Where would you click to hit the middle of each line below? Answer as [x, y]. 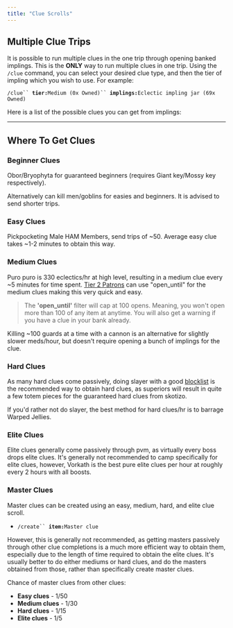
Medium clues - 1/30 [48, 603]
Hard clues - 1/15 [42, 611]
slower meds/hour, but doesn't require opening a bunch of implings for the [114, 341]
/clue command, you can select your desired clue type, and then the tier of [115, 73]
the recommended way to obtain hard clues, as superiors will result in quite [114, 389]
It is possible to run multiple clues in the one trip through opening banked [112, 58]
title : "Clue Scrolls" [40, 14]
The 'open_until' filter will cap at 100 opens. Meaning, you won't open [124, 305]
